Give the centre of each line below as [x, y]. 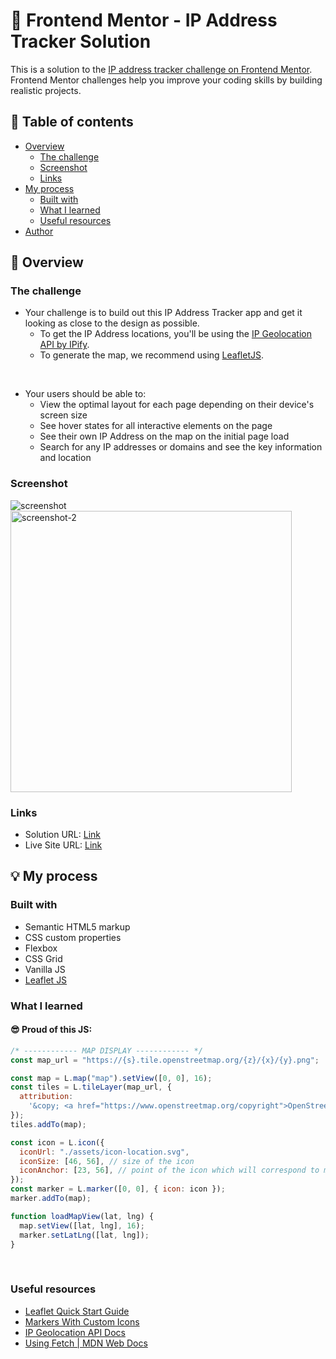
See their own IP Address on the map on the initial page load [164, 436]
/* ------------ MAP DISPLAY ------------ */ [106, 1050]
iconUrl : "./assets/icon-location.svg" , [104, 1152]
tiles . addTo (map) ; [48, 1124]
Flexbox [41, 948]
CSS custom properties [73, 937]
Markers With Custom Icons [82, 1321]
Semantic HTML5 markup [77, 926]
